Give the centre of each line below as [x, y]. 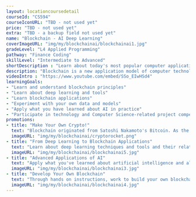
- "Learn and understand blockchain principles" [66, 87]
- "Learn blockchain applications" [49, 98]
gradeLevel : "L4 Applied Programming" [53, 50]
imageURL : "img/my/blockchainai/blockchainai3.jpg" [76, 169]
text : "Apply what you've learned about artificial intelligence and [97, 163]
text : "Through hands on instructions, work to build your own [90, 180]
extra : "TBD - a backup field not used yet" [61, 33]
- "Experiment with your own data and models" [64, 103]
